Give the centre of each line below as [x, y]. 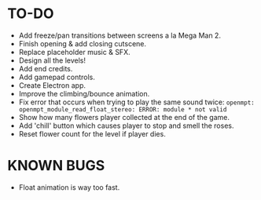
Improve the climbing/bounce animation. [84, 93]
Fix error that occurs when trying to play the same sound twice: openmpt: [136, 102]
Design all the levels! [52, 60]
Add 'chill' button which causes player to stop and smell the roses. [126, 125]
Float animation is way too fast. [69, 187]
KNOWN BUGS [56, 166]
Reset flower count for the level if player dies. [92, 133]
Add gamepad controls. [57, 77]
